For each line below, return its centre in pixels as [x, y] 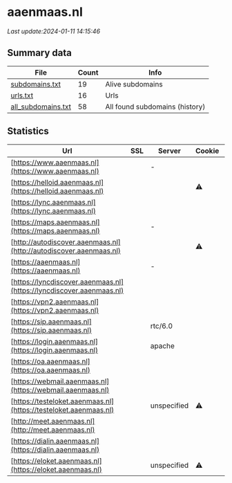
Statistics [28, 131]
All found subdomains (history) [155, 107]
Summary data [40, 53]
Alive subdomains [134, 84]
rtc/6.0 [162, 326]
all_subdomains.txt [41, 107]
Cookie [207, 151]
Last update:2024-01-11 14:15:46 [54, 31]
